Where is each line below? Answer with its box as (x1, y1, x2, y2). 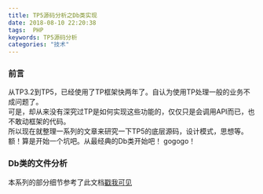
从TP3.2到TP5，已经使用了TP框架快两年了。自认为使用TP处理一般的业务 (8, 87, 244, 97)
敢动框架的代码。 (14, 117, 71, 126)
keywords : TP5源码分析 (8, 33, 78, 42)
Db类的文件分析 (8, 158, 68, 169)
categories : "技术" (8, 41, 70, 49)
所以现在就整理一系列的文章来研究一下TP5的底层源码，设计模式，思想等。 (8, 126, 249, 136)
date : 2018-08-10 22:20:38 (8, 19, 97, 27)
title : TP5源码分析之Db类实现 (8, 11, 98, 20)
